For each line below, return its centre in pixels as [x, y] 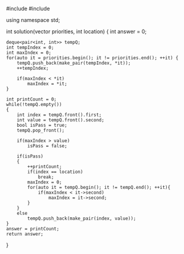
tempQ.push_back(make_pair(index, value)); [82, 218]
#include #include [28, 9]
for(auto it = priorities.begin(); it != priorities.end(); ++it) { [92, 58]
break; [46, 177]
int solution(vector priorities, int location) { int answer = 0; [76, 31]
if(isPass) [30, 156]
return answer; [25, 234]
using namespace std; [33, 20]
